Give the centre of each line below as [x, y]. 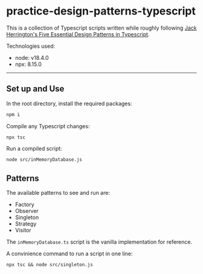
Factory [24, 204]
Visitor [23, 230]
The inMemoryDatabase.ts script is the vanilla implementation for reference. [99, 242]
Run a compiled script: [34, 148]
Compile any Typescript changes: [48, 126]
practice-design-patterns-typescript [101, 11]
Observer [27, 211]
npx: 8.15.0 [28, 64]
